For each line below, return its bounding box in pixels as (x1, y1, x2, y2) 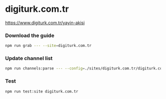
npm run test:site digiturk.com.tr (5, 89, 79, 94)
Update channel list (5, 55, 53, 62)
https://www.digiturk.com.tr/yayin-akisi (5, 20, 85, 26)
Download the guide (5, 32, 54, 39)
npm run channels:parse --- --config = (5, 66, 85, 71)
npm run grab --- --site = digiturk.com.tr (5, 43, 92, 48)
